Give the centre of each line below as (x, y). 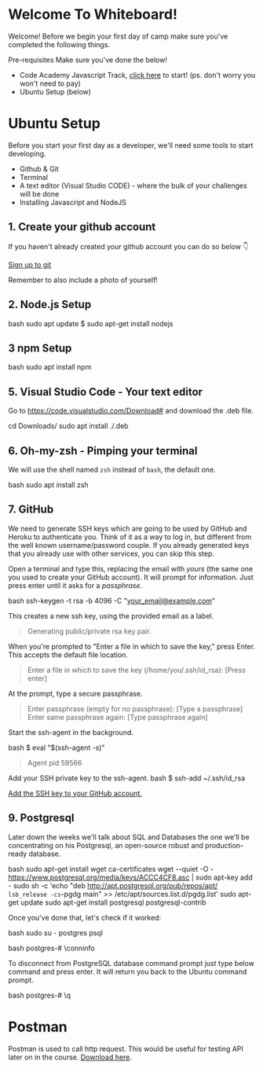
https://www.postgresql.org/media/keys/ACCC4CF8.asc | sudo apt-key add (130, 877)
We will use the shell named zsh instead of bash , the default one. (112, 469)
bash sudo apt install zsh (48, 484)
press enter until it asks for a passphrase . (75, 585)
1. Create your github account (82, 227)
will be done (39, 193)
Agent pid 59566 (55, 762)
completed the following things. (59, 44)
